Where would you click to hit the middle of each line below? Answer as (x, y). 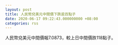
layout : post (19, 10)
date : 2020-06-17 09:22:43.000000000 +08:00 (52, 19)
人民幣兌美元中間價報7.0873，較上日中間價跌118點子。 (60, 38)
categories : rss (22, 23)
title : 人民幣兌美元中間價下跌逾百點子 (40, 14)
